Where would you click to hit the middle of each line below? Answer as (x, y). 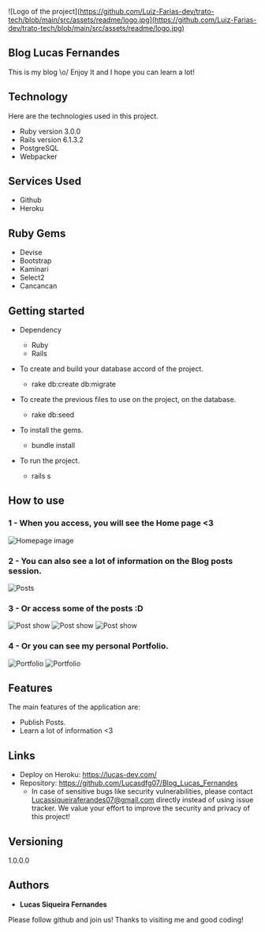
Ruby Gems (37, 233)
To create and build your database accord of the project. (111, 369)
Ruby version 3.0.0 (50, 131)
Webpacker (38, 156)
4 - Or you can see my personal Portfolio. (88, 646)
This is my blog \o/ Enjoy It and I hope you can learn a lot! (101, 72)
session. (25, 570)
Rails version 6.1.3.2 (52, 139)
